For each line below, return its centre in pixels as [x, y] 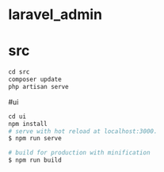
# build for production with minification [79, 153]
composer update [35, 79]
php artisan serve [38, 86]
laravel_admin [55, 15]
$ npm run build [35, 160]
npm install [28, 124]
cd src [19, 72]
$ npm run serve [35, 139]
